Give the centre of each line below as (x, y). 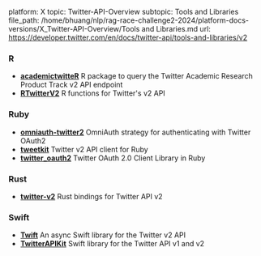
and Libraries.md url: (176, 29)
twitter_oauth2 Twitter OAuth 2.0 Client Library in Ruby (113, 158)
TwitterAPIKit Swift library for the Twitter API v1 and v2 (112, 244)
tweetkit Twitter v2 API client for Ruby (84, 149)
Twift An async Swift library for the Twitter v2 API (103, 235)
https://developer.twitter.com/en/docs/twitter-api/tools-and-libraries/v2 (128, 37)
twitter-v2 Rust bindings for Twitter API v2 (92, 196)
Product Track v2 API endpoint (71, 85)
